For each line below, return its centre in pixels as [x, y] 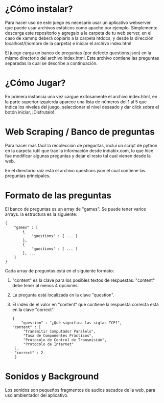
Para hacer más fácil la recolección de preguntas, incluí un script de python [81, 145]
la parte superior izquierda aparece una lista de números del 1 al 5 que [76, 102]
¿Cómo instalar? [39, 9]
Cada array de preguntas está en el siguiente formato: [59, 270]
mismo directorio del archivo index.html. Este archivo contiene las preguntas [82, 58]
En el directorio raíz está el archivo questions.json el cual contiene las [75, 170]
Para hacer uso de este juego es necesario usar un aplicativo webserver [78, 22]
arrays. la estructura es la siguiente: [41, 214]
